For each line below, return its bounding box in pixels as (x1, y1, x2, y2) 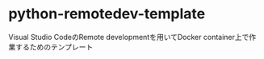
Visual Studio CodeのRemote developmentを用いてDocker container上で (8, 32, 249, 41)
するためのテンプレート (15, 41, 94, 52)
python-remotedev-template (8, 5, 206, 23)
